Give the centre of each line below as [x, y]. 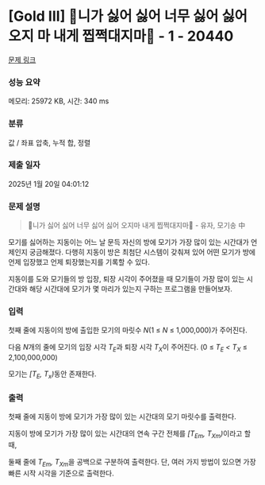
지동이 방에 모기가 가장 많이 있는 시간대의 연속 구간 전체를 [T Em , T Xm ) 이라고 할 [130, 435]
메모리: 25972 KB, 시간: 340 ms [59, 101]
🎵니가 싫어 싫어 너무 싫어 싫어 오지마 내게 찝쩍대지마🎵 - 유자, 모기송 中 [136, 225]
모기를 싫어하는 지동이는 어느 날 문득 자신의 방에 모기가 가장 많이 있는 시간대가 [129, 242]
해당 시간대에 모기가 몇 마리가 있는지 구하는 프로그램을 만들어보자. [131, 289]
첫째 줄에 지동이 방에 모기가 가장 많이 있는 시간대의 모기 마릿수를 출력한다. [122, 417]
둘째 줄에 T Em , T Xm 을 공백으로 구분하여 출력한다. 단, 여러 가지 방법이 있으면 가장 [132, 463]
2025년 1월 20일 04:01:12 [49, 184]
